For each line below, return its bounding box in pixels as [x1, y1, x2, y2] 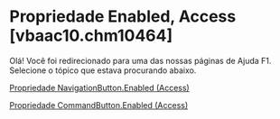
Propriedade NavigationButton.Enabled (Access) [9, 82, 190, 93]
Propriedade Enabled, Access [9, 6, 237, 27]
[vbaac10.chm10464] [9, 25, 173, 46]
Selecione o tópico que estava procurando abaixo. [9, 65, 197, 76]
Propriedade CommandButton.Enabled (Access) [9, 99, 189, 110]
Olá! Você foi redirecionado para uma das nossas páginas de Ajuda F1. [9, 55, 272, 66]
